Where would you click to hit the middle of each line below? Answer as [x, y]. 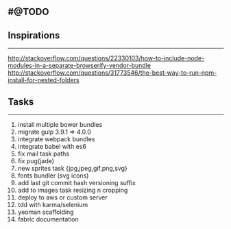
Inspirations [34, 35]
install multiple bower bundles [60, 125]
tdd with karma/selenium [53, 205]
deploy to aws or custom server [63, 197]
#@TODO [28, 12]
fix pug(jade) [36, 161]
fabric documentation [48, 219]
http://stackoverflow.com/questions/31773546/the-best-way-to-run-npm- [112, 73]
